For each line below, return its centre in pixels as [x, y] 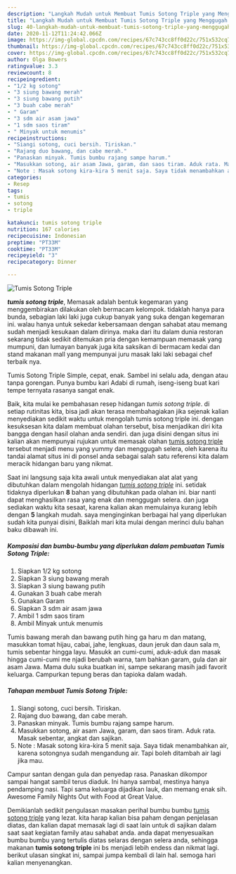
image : [17, 40]
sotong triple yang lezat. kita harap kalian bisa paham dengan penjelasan [113, 818]
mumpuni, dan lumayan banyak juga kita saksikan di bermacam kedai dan [114, 347]
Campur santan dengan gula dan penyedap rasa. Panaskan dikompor [107, 774]
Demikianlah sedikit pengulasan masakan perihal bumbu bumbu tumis [109, 810]
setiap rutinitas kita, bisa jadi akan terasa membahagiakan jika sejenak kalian [118, 411]
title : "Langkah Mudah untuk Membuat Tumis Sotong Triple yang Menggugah [118, 20]
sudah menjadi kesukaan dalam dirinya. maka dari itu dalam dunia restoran [115, 332]
